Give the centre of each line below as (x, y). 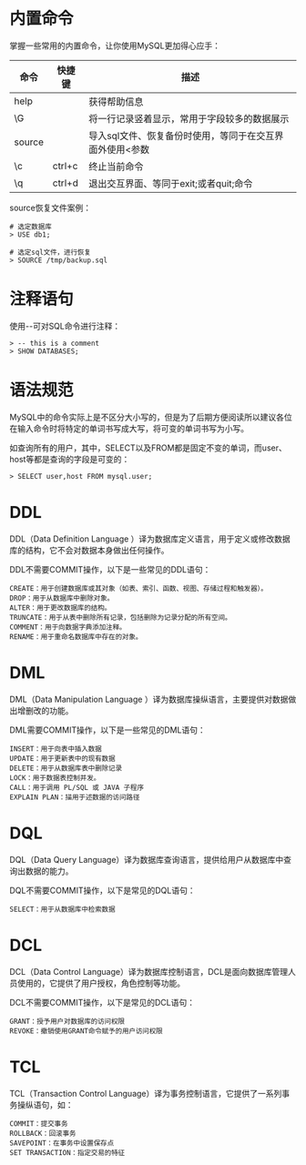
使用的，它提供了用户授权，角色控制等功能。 (101, 983)
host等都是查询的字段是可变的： (70, 459)
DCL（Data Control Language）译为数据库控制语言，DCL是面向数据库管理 (149, 971)
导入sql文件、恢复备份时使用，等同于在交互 (182, 136)
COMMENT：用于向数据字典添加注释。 (68, 627)
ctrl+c (65, 166)
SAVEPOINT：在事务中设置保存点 (62, 1143)
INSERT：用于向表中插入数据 (56, 749)
